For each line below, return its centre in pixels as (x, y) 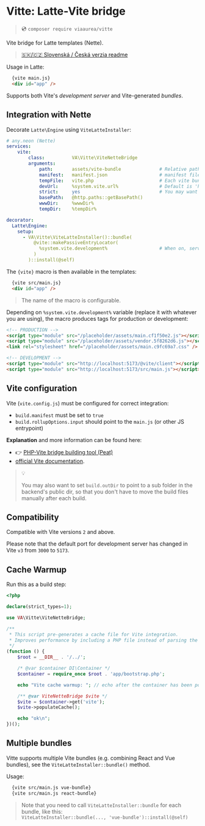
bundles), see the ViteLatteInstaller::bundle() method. (78, 764)
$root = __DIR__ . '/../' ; (52, 657)
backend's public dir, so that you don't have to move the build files (105, 492)
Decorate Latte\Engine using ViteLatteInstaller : (69, 129)
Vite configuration (42, 389)
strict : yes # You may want (118, 192)
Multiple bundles (39, 743)
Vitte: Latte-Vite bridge (66, 11)
